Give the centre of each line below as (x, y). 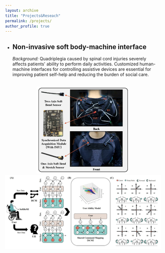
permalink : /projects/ (28, 21)
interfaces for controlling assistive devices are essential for (91, 69)
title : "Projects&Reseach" (33, 16)
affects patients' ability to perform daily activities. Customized (75, 64)
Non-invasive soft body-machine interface (79, 47)
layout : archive (22, 10)
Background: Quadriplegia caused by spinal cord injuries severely (79, 59)
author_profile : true (27, 26)
